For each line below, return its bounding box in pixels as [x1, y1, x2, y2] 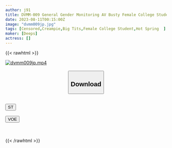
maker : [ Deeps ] [5, 31, 38, 36]
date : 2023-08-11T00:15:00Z [5, 17, 66, 22]
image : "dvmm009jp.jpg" [5, 21, 56, 27]
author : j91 [5, 7, 31, 13]
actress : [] [5, 36, 31, 41]
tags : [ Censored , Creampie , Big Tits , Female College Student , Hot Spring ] [5, 26, 166, 32]
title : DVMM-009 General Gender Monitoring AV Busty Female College [5, 12, 155, 17]
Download [71, 80, 101, 88]
